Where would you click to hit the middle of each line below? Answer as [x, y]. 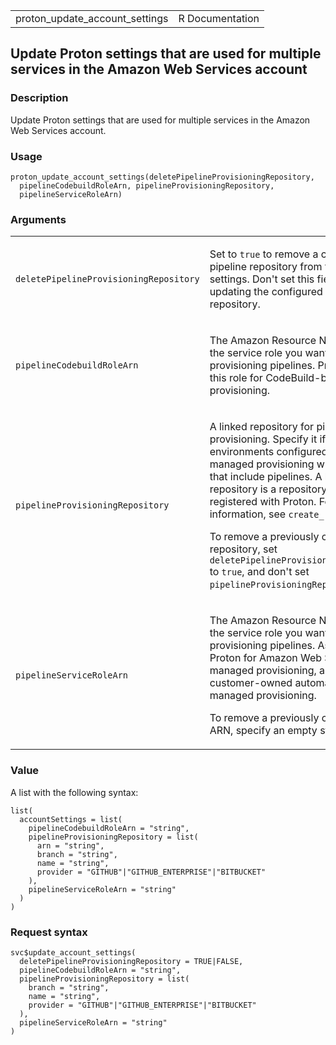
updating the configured [266, 292]
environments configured [268, 452]
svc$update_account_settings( [73, 952]
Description [39, 98]
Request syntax [49, 932]
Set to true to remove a [264, 254]
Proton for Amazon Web [266, 658]
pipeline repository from [266, 267]
